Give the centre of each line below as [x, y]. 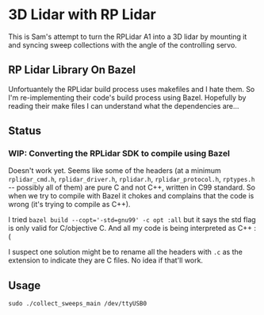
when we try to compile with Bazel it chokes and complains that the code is [131, 196]
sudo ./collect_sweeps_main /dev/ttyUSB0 [78, 304]
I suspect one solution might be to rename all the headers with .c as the [126, 252]
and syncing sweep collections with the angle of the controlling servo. [123, 44]
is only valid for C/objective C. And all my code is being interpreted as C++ [130, 229]
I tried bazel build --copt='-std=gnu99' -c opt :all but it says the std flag [132, 220]
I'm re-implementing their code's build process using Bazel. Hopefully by [127, 98]
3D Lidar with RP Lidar [82, 15]
